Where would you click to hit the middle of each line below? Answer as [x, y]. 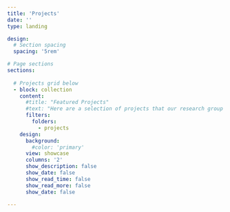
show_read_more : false [58, 185]
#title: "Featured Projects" [67, 103]
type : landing [28, 26]
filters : [38, 115]
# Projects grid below [46, 83]
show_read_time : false [58, 179]
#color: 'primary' [58, 147]
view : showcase [47, 153]
